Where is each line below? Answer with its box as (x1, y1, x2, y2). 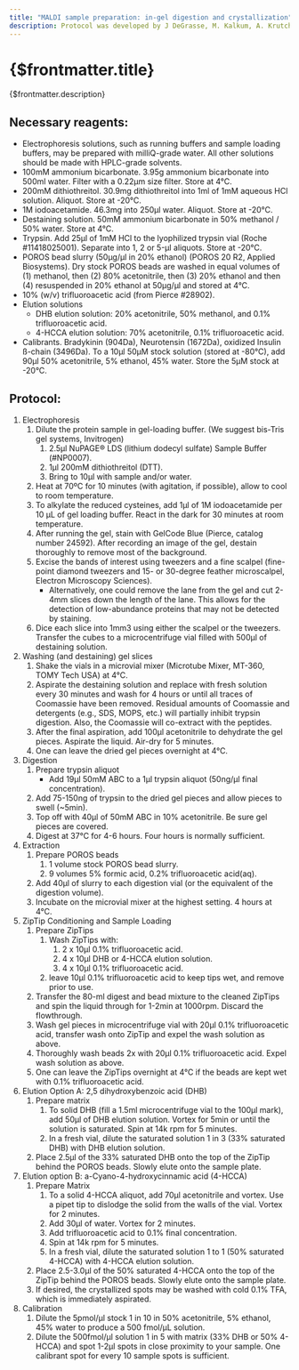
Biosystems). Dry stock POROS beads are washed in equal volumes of (21, 262, 280, 272)
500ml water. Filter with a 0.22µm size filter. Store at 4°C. (21, 176, 233, 187)
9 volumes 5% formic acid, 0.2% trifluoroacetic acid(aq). (48, 868, 257, 879)
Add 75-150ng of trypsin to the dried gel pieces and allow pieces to (35, 793, 283, 803)
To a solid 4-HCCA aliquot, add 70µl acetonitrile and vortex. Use (48, 1189, 285, 1201)
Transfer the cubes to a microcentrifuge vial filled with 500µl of (35, 633, 267, 643)
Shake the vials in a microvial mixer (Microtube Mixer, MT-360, (35, 660, 265, 672)
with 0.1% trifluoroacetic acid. (35, 1076, 144, 1087)
